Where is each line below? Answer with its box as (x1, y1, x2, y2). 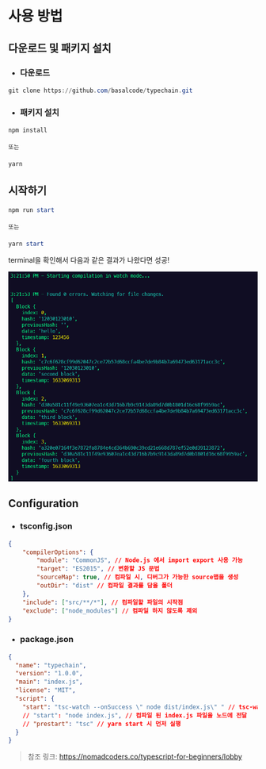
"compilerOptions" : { (22, 548, 93, 556)
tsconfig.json (19, 521, 73, 532)
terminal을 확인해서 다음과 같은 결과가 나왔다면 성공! (8, 255, 170, 264)
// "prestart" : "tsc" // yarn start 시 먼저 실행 (22, 720, 181, 728)
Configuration (8, 497, 79, 510)
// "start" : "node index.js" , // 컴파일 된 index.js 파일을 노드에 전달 (22, 711, 248, 719)
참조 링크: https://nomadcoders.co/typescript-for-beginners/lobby (27, 752, 243, 762)
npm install (8, 126, 47, 135)
